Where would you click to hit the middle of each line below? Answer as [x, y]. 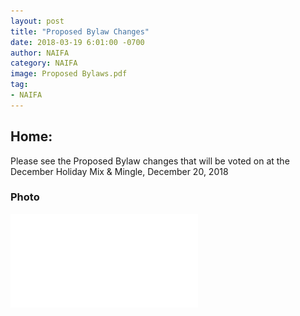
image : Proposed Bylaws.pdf [69, 74]
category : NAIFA [44, 63]
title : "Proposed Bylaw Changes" [80, 31]
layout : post [37, 21]
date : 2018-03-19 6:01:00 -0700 [77, 42]
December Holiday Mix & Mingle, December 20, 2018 [119, 171]
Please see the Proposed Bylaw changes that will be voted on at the [150, 161]
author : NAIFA [40, 53]
